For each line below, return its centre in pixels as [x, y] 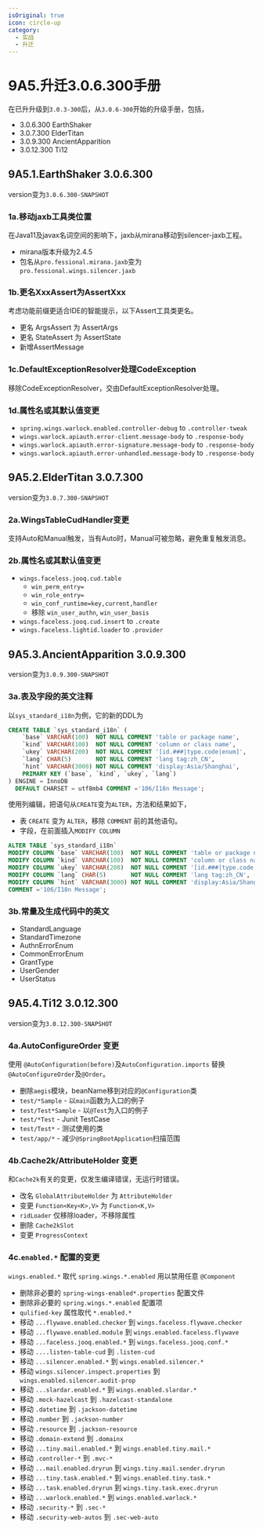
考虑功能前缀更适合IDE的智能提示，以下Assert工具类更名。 [103, 311]
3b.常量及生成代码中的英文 [59, 911]
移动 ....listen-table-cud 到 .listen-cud [87, 1352]
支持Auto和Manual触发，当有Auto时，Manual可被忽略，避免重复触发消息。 [129, 538]
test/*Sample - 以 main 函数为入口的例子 [82, 1100]
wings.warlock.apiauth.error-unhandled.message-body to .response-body [137, 453]
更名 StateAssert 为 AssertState [70, 338]
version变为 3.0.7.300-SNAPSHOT [59, 497]
